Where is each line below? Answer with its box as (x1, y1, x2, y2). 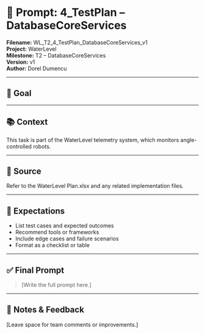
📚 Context (6, 117, 48, 127)
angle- (180, 136, 197, 143)
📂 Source (6, 166, 41, 176)
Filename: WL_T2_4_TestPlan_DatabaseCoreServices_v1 (6, 39, 148, 46)
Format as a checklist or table (15, 242, 90, 249)
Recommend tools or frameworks (15, 229, 99, 236)
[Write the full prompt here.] (21, 281, 92, 288)
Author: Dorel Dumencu (6, 64, 67, 72)
